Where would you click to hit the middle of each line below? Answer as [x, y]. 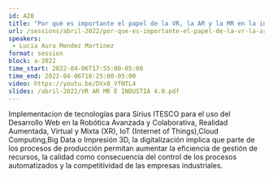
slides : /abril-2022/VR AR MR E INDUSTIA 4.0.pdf [94, 91]
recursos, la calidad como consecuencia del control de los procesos [123, 157]
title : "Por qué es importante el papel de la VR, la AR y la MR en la [132, 23]
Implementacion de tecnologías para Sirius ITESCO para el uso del [119, 114]
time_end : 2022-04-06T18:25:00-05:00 [72, 76]
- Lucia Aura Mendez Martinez [63, 46]
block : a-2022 [32, 61]
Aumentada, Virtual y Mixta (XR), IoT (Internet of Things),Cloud [114, 131]
